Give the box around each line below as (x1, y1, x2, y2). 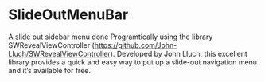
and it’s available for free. (8, 65, 92, 75)
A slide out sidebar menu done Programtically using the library (8, 32, 213, 41)
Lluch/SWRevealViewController (8, 49, 111, 58)
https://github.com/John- (94, 40, 177, 49)
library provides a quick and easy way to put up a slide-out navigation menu (8, 57, 257, 67)
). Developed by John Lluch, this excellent (110, 49, 248, 58)
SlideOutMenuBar (8, 6, 129, 24)
